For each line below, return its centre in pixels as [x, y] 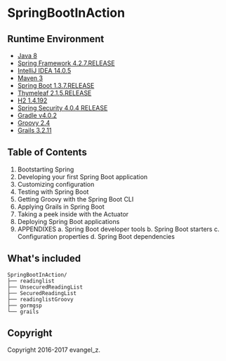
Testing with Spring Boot [53, 192]
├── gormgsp [25, 306]
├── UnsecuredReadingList [45, 287]
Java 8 [27, 55]
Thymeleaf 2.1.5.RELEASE [54, 93]
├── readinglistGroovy [40, 299]
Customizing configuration [56, 184]
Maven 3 [30, 78]
